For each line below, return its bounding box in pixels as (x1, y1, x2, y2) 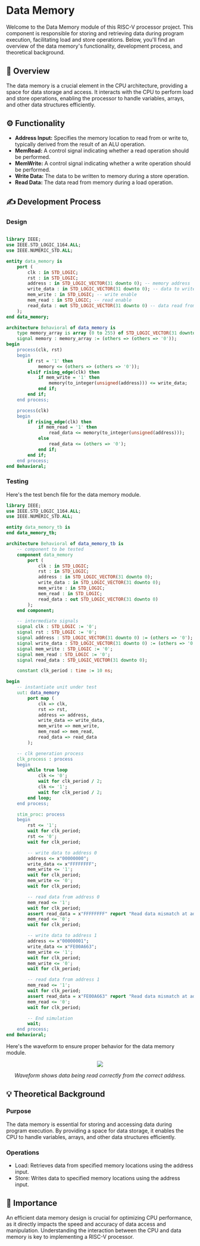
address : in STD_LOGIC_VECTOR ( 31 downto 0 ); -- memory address (27, 280, 190, 287)
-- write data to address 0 (27, 850, 97, 856)
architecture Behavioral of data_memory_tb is (6, 541, 124, 547)
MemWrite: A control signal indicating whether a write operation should (14, 160, 191, 167)
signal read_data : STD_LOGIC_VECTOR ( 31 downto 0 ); (17, 657, 148, 663)
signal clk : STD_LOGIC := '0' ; (17, 624, 97, 630)
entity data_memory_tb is (6, 524, 70, 531)
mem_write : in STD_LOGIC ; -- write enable (27, 292, 137, 298)
